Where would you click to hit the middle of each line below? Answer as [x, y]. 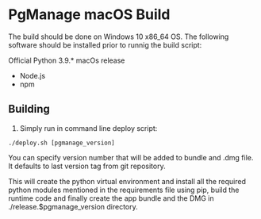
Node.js [33, 75]
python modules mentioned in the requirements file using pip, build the [124, 190]
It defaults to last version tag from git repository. [87, 166]
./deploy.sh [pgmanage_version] [61, 143]
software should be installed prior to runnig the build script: [105, 44]
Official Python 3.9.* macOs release [67, 60]
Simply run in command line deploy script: [88, 128]
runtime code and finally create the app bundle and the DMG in [111, 198]
